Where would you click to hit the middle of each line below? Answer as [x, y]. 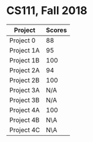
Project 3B [24, 100]
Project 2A [24, 70]
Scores [56, 30]
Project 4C [25, 130]
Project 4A [24, 110]
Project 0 [22, 40]
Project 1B [24, 60]
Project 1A [24, 50]
